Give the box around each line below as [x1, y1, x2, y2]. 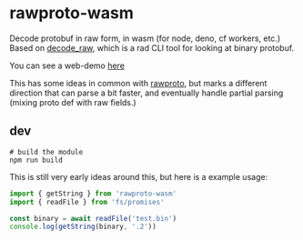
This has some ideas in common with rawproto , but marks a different [9, 77, 268, 88]
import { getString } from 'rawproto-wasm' [9, 189, 177, 198]
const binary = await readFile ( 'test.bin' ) [9, 214, 177, 223]
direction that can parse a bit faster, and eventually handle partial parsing [9, 87, 284, 98]
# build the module [9, 147, 84, 156]
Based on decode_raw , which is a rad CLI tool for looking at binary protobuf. [9, 42, 295, 53]
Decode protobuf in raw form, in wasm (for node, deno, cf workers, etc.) [9, 33, 280, 44]
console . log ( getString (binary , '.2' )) [9, 222, 157, 232]
